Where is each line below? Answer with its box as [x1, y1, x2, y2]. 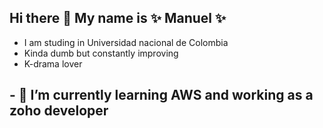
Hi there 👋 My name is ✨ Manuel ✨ [9, 10, 227, 27]
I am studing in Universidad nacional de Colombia [23, 36, 229, 48]
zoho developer [9, 102, 109, 120]
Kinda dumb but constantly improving [23, 47, 179, 59]
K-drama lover [23, 57, 83, 70]
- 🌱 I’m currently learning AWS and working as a [9, 87, 314, 104]
